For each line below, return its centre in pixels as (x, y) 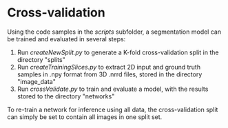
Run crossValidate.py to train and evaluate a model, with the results (113, 89)
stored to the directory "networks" (66, 96)
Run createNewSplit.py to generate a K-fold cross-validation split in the (118, 52)
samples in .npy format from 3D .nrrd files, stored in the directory (110, 74)
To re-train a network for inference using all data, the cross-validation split (113, 109)
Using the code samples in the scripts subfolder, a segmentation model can (114, 32)
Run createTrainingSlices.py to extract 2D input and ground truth (109, 67)
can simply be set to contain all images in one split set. (85, 117)
